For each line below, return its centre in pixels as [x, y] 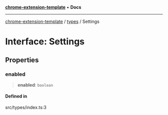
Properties [22, 60]
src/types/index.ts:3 [26, 108]
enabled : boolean [35, 85]
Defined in [16, 96]
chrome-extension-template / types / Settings [52, 21]
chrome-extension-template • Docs [43, 7]
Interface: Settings [45, 42]
